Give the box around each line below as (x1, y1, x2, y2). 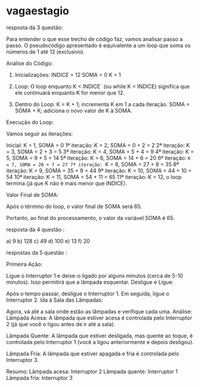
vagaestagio (6, 4, 70, 18)
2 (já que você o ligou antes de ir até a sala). (6, 320, 115, 327)
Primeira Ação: (6, 261, 43, 268)
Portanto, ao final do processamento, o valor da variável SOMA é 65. (6, 214, 175, 221)
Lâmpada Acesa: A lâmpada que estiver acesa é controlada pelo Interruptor (6, 314, 192, 321)
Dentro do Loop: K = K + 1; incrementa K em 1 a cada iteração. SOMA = (14, 100, 190, 108)
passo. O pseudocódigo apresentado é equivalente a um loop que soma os (6, 42, 191, 49)
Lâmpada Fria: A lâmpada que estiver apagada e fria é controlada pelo (6, 350, 180, 357)
